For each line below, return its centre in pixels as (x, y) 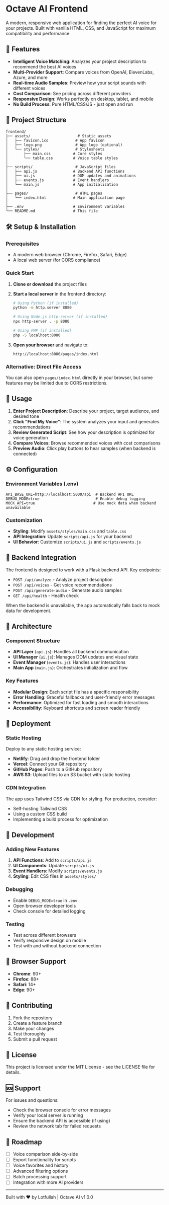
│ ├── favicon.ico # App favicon (55, 140)
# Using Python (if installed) (46, 303)
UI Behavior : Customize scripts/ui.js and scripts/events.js (77, 542)
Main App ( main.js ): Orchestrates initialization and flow (70, 668)
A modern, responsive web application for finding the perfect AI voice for (81, 23)
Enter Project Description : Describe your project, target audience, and (86, 411)
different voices (29, 88)
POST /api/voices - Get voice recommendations (62, 585)
